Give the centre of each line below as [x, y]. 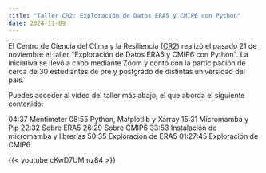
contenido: [26, 104]
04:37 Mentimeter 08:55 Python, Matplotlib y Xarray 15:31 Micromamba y [129, 119]
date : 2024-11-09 [37, 23]
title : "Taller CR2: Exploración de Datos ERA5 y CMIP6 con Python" [125, 16]
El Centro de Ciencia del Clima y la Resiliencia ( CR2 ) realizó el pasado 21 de [133, 45]
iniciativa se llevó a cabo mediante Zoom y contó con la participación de [127, 63]
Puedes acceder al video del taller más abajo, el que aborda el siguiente [127, 95]
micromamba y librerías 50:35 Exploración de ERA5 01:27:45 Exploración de [133, 136]
